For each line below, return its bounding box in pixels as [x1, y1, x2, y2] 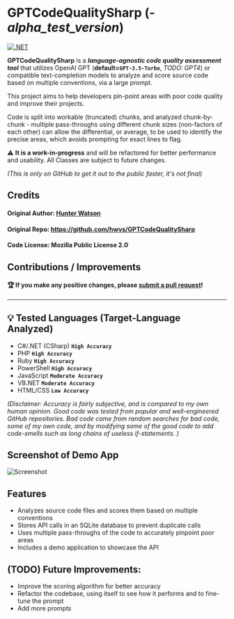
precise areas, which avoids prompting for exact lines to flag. [7, 134, 182, 143]
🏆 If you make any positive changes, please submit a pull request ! [7, 281, 203, 290]
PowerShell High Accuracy [17, 363, 93, 372]
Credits [7, 189, 40, 201]
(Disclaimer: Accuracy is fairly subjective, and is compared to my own [7, 399, 209, 408]
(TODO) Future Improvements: [7, 563, 141, 575]
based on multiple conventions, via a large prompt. [7, 78, 153, 86]
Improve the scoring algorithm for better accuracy [17, 581, 162, 590]
